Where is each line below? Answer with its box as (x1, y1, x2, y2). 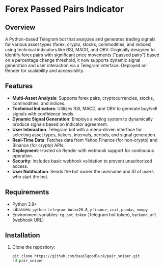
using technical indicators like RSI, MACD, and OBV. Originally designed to (5, 47, 155, 52)
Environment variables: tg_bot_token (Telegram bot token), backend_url (12, 211, 157, 218)
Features (5, 82, 33, 90)
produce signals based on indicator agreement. (12, 121, 108, 127)
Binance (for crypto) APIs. (12, 142, 65, 148)
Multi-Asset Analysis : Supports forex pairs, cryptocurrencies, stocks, (12, 95, 154, 101)
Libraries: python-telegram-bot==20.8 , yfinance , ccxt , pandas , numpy (12, 206, 148, 212)
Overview (5, 23, 36, 32)
